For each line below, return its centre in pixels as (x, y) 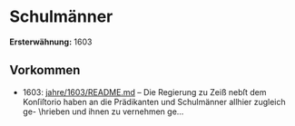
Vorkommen (45, 70)
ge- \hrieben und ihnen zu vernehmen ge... (103, 111)
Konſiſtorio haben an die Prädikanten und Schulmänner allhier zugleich (154, 102)
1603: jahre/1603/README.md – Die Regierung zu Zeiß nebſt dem (144, 92)
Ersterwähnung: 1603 (51, 42)
